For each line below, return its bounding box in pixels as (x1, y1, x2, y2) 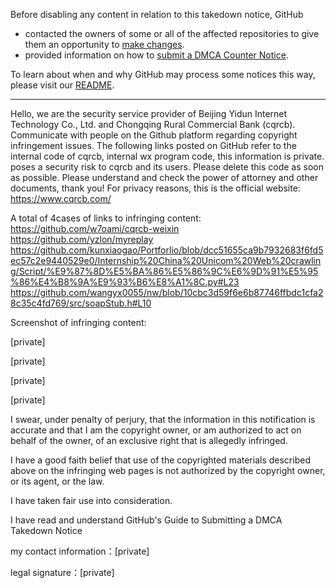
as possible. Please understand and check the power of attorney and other (10, 172, 319, 183)
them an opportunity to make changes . (24, 39, 185, 50)
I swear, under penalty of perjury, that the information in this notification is (10, 414, 316, 425)
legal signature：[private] (10, 567, 115, 578)
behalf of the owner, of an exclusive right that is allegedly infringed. (10, 435, 288, 446)
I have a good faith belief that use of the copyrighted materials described (10, 454, 311, 466)
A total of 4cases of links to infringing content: (10, 212, 202, 224)
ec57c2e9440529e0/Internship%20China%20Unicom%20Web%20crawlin (10, 255, 322, 266)
